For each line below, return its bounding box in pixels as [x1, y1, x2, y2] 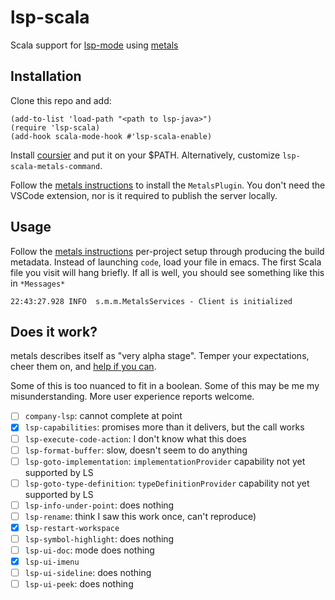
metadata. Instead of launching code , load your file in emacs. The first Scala [10, 256, 322, 268]
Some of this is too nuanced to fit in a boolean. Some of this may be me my [10, 380, 320, 392]
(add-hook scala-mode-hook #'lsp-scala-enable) [10, 131, 213, 141]
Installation [10, 68, 82, 85]
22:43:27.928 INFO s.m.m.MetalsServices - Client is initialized [10, 296, 293, 306]
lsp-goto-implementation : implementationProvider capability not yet [24, 455, 306, 467]
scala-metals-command [10, 161, 101, 171]
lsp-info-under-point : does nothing [24, 499, 175, 511]
